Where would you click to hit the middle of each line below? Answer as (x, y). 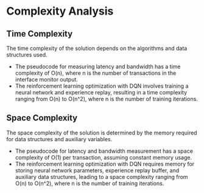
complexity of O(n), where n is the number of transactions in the (96, 73)
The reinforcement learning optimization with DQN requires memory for (105, 164)
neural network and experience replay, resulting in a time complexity (101, 92)
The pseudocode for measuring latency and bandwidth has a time (98, 66)
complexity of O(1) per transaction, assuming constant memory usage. (104, 157)
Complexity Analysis (60, 11)
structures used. (27, 55)
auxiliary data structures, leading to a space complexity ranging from (101, 177)
